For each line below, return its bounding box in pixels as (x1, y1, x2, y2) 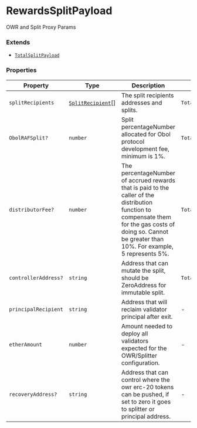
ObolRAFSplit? (9, 134, 49, 141)
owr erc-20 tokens (121, 383, 174, 391)
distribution (121, 198, 153, 206)
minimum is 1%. (121, 152, 166, 160)
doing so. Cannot (121, 227, 169, 236)
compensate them (121, 213, 171, 221)
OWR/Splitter (121, 351, 157, 359)
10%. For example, (121, 242, 174, 250)
